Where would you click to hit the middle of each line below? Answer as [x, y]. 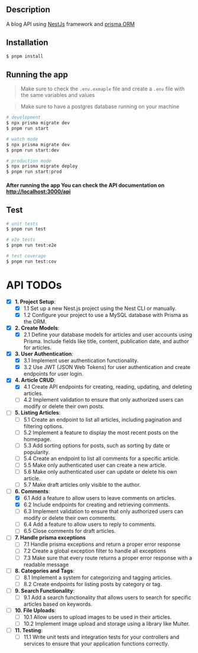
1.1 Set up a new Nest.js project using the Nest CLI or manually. [100, 308]
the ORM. [35, 321]
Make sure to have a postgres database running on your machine [100, 106]
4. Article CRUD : [35, 380]
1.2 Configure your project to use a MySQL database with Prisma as [106, 315]
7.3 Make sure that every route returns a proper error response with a [108, 558]
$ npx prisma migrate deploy [42, 166]
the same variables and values [58, 95]
